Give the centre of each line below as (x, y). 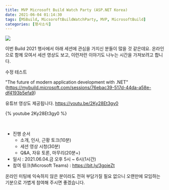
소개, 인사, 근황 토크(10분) (46, 140)
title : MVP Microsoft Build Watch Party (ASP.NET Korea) (67, 10)
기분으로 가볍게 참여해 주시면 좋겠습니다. (45, 182)
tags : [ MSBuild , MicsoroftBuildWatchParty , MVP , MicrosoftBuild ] (75, 19)
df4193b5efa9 (20, 93)
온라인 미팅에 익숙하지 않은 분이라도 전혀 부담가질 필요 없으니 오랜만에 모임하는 (83, 176)
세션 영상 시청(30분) (40, 146)
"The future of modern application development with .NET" (67, 82)
